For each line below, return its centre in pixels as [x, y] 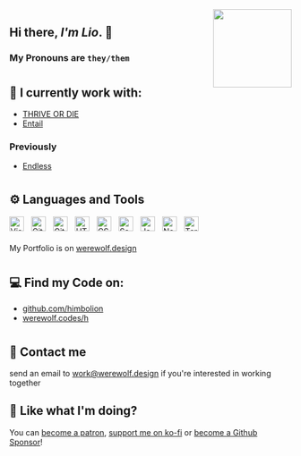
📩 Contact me [48, 352]
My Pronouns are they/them [69, 58]
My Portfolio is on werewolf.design [73, 248]
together [25, 383]
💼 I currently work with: [76, 93]
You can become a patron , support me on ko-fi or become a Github [133, 432]
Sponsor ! [26, 442]
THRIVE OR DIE [50, 114]
